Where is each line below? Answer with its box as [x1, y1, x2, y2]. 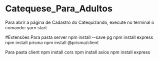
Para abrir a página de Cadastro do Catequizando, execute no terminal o [5, 19, 154, 25]
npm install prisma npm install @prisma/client [5, 39, 99, 45]
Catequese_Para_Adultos [5, 3, 112, 14]
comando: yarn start [5, 24, 47, 30]
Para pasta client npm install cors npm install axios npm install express [5, 49, 150, 55]
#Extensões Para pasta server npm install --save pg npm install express [5, 34, 153, 40]
